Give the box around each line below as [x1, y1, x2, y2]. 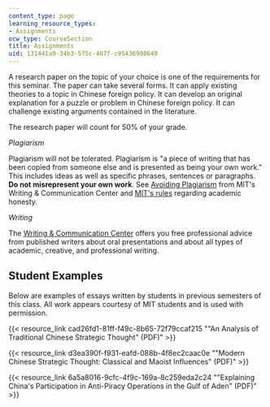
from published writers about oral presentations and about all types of [8, 237, 243, 246]
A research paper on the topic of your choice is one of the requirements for [8, 72, 261, 81]
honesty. [8, 197, 38, 206]
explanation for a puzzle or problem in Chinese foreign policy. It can [8, 98, 236, 107]
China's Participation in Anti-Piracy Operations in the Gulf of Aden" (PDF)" [8, 381, 258, 391]
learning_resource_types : [8, 19, 96, 28]
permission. [8, 308, 48, 318]
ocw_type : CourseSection [8, 34, 93, 43]
